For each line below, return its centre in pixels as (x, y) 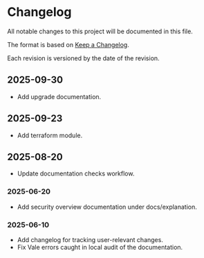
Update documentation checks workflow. (76, 173)
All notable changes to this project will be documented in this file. (100, 31)
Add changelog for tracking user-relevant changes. (90, 239)
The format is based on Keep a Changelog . (68, 44)
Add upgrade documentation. (59, 96)
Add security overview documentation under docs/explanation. (107, 207)
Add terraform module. (50, 135)
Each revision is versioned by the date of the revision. (84, 58)
